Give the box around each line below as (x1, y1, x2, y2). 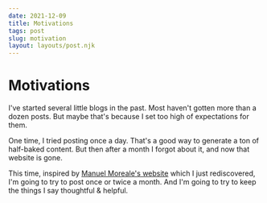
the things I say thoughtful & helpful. (8, 186, 129, 196)
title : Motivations (8, 19, 74, 27)
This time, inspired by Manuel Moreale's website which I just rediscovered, (8, 168, 256, 178)
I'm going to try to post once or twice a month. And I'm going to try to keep (8, 177, 257, 187)
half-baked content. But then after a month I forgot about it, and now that (8, 144, 250, 154)
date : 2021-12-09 (8, 11, 67, 20)
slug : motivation (8, 34, 67, 43)
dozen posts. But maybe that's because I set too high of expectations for (8, 112, 249, 122)
